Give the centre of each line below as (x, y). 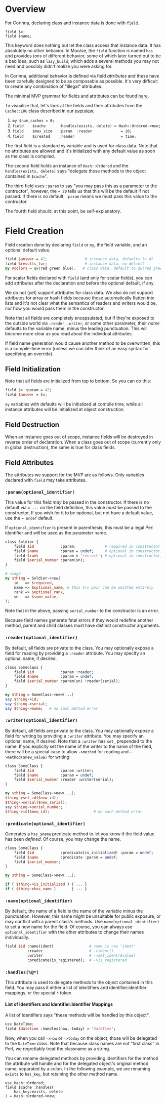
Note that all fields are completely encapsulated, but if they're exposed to (80, 318)
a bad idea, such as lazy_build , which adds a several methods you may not (82, 61)
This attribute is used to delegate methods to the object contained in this (79, 982)
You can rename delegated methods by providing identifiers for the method (82, 1058)
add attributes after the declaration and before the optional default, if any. (80, 283)
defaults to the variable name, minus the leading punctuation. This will (76, 328)
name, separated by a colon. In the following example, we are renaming (78, 1068)
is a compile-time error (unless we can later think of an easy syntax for (77, 348)
